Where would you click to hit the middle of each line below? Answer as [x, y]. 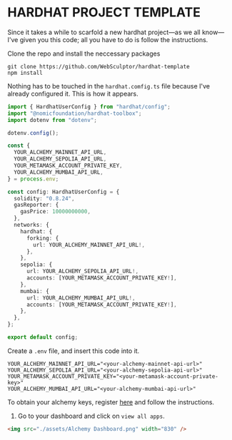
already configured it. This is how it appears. [73, 93]
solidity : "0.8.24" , [44, 198]
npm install [25, 73]
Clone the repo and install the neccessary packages [84, 53]
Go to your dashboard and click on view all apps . [91, 416]
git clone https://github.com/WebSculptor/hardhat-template [99, 66]
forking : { [42, 238]
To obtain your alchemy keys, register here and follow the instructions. [111, 402]
